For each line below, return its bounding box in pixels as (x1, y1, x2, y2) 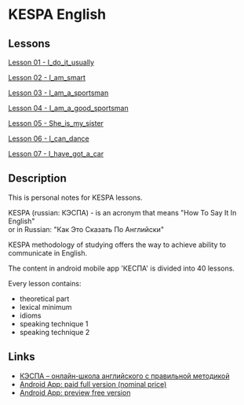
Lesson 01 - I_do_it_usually (8, 57, 95, 67)
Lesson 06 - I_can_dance (8, 134, 89, 143)
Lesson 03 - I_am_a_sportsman (8, 88, 109, 98)
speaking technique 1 (19, 318, 89, 328)
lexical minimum (19, 302, 72, 311)
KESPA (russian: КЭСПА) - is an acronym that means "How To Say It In (8, 208, 237, 217)
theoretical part (19, 293, 70, 304)
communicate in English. (8, 248, 88, 257)
